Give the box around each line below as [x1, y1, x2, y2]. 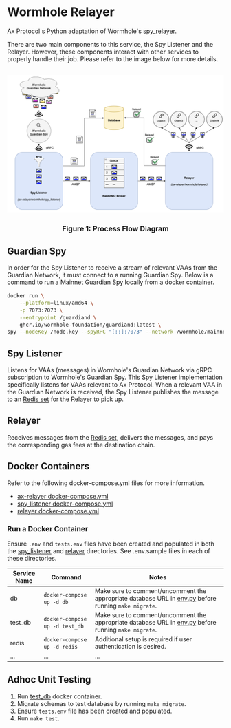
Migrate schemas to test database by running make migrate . [16, 699, 187, 707]
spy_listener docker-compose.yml [16, 500, 113, 508]
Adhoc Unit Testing [7, 674, 91, 685]
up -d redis [43, 644, 78, 651]
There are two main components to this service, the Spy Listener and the [7, 40, 214, 48]
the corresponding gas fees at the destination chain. [7, 440, 155, 449]
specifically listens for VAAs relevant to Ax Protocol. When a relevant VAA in [7, 381, 222, 389]
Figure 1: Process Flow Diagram [62, 224, 169, 234]
